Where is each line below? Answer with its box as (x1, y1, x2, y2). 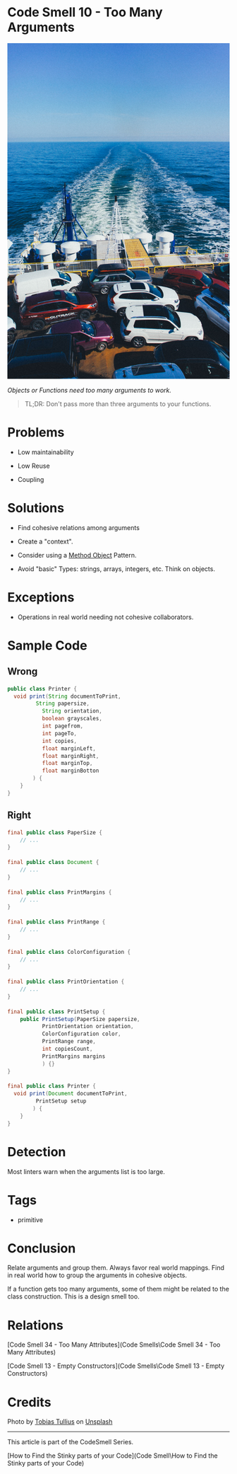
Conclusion (7, 1240, 76, 1256)
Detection (7, 1144, 66, 1160)
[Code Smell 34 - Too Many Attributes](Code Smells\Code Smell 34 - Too (7, 1340, 221, 1349)
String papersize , (35, 700, 90, 708)
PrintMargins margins (42, 1052, 106, 1060)
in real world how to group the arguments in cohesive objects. (7, 1271, 187, 1279)
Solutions (7, 500, 65, 517)
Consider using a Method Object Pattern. (17, 551, 137, 559)
